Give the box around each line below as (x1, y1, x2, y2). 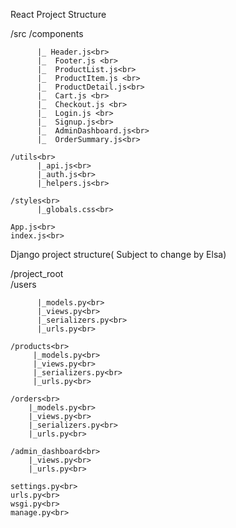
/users (10, 279, 37, 290)
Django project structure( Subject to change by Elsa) (10, 249, 227, 260)
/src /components (10, 28, 84, 39)
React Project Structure (10, 9, 107, 20)
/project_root (10, 268, 64, 279)
